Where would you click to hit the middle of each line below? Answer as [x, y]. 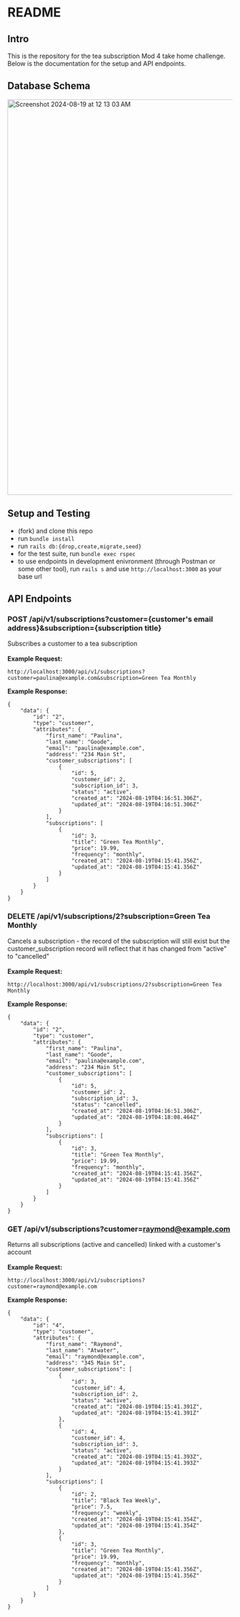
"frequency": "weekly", [106, 1513]
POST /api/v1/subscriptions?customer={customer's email [110, 619]
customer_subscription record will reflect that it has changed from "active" [117, 949]
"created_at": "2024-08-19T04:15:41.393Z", [137, 1457]
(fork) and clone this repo [55, 530]
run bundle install [46, 538]
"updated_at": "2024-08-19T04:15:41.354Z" [135, 1525]
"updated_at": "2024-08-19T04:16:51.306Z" [135, 805]
